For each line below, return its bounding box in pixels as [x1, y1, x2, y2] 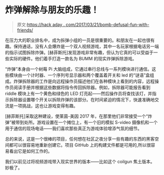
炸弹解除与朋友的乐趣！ [5, 4, 100, 16]
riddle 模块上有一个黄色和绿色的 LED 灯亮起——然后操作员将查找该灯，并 [5, 90, 152, 96]
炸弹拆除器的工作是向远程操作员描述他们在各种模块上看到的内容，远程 [13, 78, 155, 84]
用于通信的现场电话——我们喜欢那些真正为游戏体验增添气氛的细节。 [5, 125, 142, 131]
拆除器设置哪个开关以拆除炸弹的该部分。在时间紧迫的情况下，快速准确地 [9, 97, 155, 102]
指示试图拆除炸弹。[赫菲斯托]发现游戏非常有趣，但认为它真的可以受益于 [9, 50, 154, 55]
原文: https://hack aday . [17, 22, 65, 27]
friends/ [17, 27, 33, 33]
